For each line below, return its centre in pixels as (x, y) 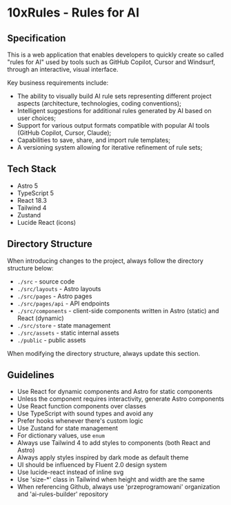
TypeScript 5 (35, 193)
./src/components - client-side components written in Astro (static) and (118, 310)
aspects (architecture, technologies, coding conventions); (99, 103)
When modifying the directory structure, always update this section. (104, 353)
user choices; (37, 118)
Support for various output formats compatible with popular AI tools (113, 125)
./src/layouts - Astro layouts (59, 288)
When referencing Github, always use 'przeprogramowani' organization (119, 487)
